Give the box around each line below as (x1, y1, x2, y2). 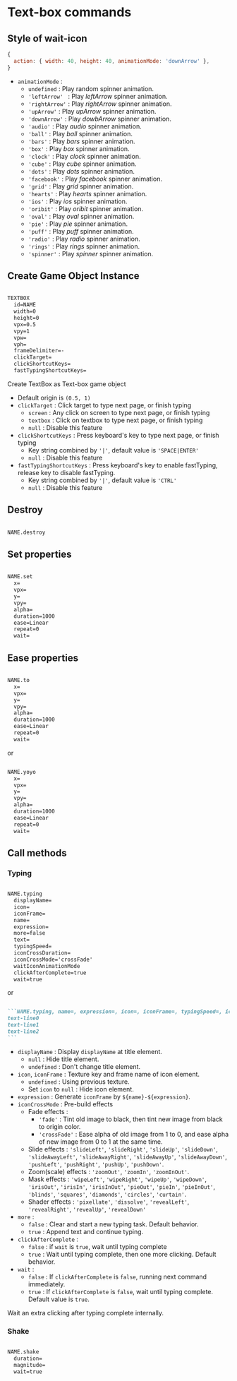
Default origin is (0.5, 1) (17, 393, 91, 402)
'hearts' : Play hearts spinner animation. (28, 189, 147, 198)
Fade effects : (28, 1107, 68, 1116)
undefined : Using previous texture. (28, 1077, 130, 1086)
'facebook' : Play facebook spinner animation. (28, 174, 162, 183)
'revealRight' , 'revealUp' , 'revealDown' (28, 1204, 147, 1213)
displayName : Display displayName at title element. (17, 1047, 162, 1056)
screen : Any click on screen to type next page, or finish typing (28, 408, 210, 417)
